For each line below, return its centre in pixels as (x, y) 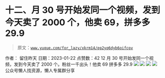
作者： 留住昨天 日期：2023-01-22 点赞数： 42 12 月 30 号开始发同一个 (77, 58)
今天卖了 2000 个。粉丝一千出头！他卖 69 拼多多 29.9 (77, 64)
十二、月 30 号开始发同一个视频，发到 (83, 10)
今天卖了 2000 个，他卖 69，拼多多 (78, 22)
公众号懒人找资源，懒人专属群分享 (40, 70)
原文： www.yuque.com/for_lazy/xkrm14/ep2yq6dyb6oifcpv (75, 47)
